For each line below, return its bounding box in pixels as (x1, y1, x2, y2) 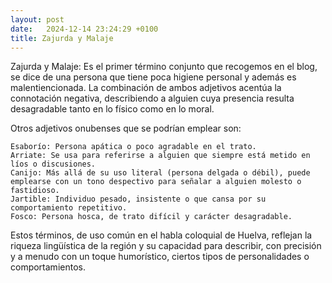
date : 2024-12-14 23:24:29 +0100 (10, 24, 159, 34)
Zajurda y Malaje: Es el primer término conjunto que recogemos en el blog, (10, 61, 318, 73)
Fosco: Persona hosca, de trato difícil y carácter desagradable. (10, 212, 293, 222)
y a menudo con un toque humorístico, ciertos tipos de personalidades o (10, 251, 310, 263)
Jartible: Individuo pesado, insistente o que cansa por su (10, 194, 267, 205)
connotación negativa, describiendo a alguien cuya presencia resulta (10, 92, 295, 105)
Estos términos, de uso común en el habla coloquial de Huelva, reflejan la (10, 229, 313, 241)
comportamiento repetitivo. (10, 203, 128, 213)
